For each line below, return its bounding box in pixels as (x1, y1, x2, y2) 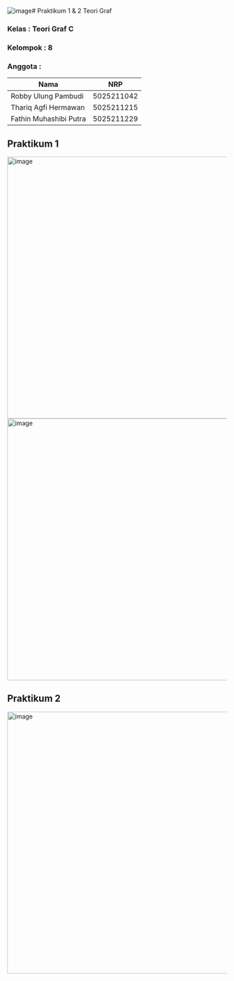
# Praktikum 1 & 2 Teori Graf (31, 7, 113, 15)
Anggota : (7, 61, 42, 71)
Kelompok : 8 (7, 43, 53, 52)
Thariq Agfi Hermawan (10, 103, 85, 112)
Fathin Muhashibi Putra (10, 114, 86, 124)
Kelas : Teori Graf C (7, 24, 75, 34)
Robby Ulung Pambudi (10, 91, 84, 101)
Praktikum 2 (7, 693, 61, 705)
